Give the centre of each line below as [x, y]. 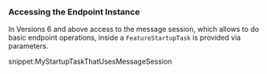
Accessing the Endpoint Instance [74, 12]
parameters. [28, 46]
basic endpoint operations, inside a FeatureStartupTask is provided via [125, 37]
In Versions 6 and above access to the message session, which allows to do [133, 29]
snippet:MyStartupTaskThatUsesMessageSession [90, 61]
